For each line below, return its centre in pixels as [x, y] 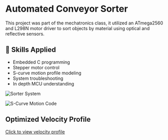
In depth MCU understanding [43, 83]
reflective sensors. [25, 34]
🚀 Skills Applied [31, 50]
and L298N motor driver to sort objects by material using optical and [78, 28]
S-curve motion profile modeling [47, 73]
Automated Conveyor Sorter [67, 9]
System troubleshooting [38, 78]
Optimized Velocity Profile [48, 119]
